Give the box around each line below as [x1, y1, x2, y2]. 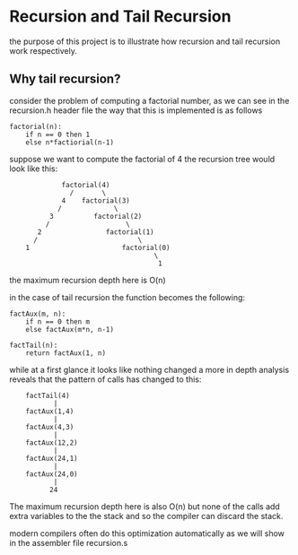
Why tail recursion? [9, 72, 121, 87]
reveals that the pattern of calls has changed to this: [9, 374, 202, 385]
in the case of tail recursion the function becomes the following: [9, 291, 245, 302]
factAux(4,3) [25, 422, 74, 431]
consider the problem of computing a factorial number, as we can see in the [9, 95, 290, 106]
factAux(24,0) [25, 469, 78, 479]
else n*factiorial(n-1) [25, 137, 115, 147]
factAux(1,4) [25, 406, 74, 416]
